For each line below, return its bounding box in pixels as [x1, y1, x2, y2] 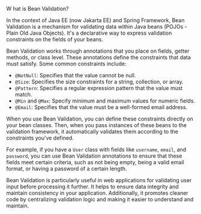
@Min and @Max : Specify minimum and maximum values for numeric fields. [14, 97, 196, 104]
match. [14, 91, 32, 98]
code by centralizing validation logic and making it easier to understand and [6, 196, 194, 203]
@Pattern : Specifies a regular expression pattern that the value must [14, 85, 183, 92]
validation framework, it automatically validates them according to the [6, 128, 179, 135]
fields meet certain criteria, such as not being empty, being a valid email [6, 159, 184, 165]
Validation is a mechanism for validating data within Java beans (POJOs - [6, 23, 187, 30]
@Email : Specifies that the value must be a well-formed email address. [14, 104, 188, 110]
